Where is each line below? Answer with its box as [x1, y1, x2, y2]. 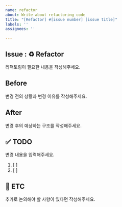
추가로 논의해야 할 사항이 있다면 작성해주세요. [5, 196, 95, 202]
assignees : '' [5, 27, 36, 32]
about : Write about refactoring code [5, 12, 86, 17]
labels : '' [5, 21, 29, 27]
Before [5, 79, 27, 88]
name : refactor [5, 7, 38, 13]
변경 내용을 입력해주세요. [5, 151, 55, 158]
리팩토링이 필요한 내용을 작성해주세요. [5, 64, 81, 70]
